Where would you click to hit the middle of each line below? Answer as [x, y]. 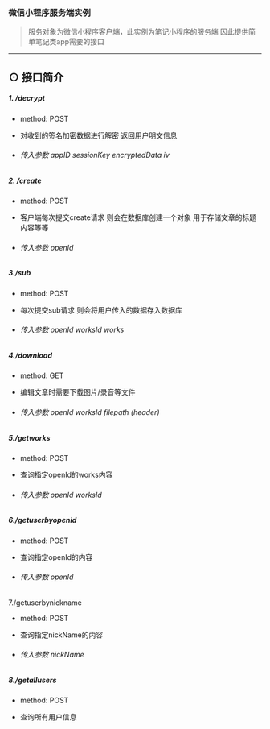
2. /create [25, 180]
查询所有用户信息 [48, 717]
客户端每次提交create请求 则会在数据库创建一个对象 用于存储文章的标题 [138, 217]
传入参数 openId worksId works [72, 330]
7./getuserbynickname [45, 603]
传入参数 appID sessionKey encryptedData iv [95, 155]
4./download [31, 355]
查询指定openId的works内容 [66, 474]
